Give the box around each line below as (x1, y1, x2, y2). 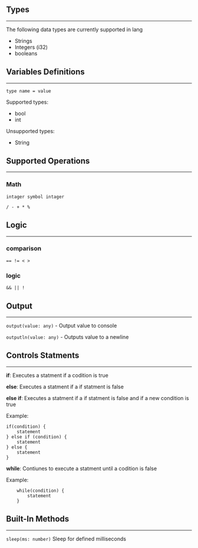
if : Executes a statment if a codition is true (6, 371, 109, 379)
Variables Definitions (6, 67, 85, 77)
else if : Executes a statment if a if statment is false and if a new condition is (6, 394, 190, 401)
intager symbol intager (6, 194, 65, 200)
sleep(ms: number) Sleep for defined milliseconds (6, 535, 127, 542)
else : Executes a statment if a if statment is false (6, 383, 124, 390)
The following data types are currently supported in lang (6, 26, 143, 33)
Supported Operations (6, 156, 90, 166)
